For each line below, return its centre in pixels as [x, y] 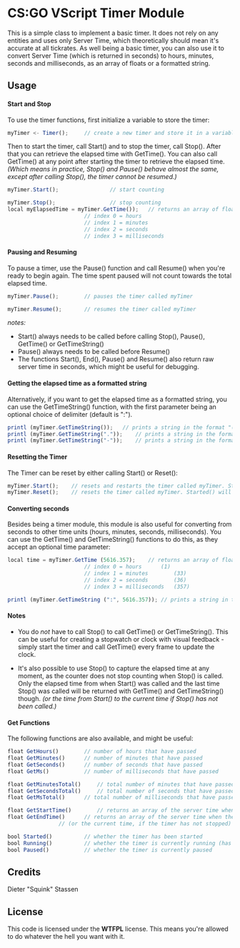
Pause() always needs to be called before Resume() [94, 352]
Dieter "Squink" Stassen [43, 889]
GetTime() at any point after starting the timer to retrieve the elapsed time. [116, 161]
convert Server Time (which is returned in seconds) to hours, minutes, [111, 56]
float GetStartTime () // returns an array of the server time [113, 811]
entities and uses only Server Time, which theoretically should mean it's [113, 40]
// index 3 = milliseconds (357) [137, 587]
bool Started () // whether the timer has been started [105, 837]
